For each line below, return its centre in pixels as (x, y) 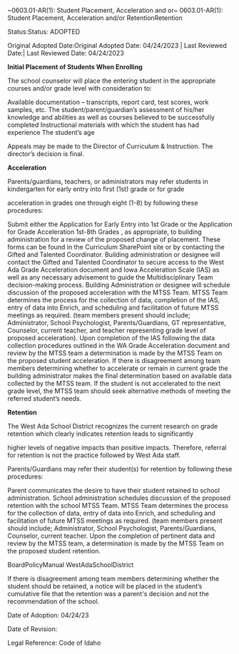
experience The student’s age (51, 132)
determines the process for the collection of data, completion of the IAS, (114, 300)
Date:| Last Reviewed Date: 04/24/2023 (66, 53)
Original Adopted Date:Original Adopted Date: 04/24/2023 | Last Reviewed (117, 45)
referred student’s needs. (45, 398)
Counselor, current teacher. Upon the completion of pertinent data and (111, 536)
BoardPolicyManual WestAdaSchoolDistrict (71, 565)
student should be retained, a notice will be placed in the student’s (105, 586)
